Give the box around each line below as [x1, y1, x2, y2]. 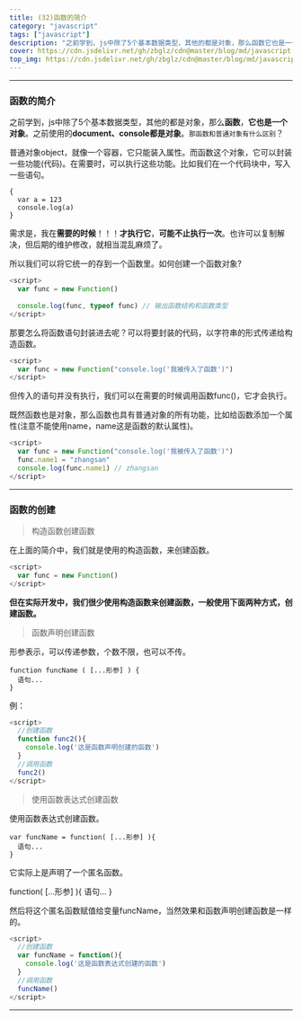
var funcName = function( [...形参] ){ [9, 832, 156, 841]
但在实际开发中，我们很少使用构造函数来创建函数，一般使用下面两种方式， [9, 597, 285, 608]
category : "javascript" [9, 22, 99, 31]
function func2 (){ [17, 734, 87, 744]
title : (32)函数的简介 [9, 13, 88, 22]
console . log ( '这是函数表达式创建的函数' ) [25, 959, 166, 969]
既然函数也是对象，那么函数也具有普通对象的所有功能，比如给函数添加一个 [9, 410, 285, 421]
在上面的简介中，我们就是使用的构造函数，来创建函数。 [9, 545, 214, 555]
